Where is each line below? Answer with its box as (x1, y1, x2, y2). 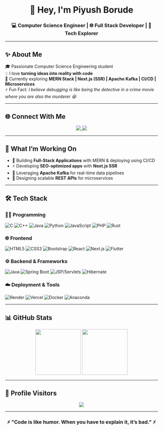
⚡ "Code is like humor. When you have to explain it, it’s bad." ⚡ (7, 419, 156, 426)
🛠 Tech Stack (5, 194, 48, 203)
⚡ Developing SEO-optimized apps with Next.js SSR (12, 163, 117, 168)
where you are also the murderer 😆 (5, 93, 77, 99)
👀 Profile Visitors (5, 389, 57, 397)
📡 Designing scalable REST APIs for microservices (12, 175, 113, 181)
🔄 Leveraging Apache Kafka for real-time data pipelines (12, 170, 125, 176)
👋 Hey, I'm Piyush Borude (30, 4, 133, 16)
